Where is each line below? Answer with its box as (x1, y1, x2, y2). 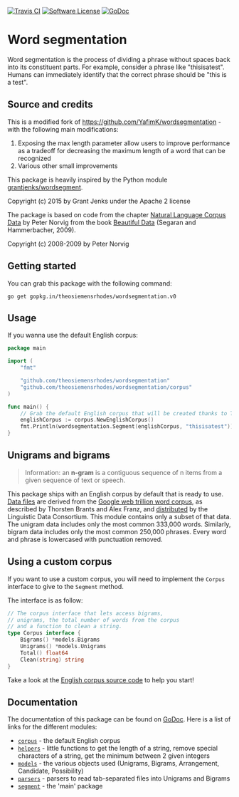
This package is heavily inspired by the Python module (7, 175, 168, 184)
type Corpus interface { (7, 630, 81, 637)
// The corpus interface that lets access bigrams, (7, 610, 164, 617)
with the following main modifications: (7, 125, 119, 133)
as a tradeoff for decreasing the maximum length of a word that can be (17, 146, 225, 155)
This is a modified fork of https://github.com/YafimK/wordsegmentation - (7, 118, 222, 126)
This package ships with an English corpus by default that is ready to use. (7, 489, 224, 498)
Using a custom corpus (7, 556, 112, 568)
